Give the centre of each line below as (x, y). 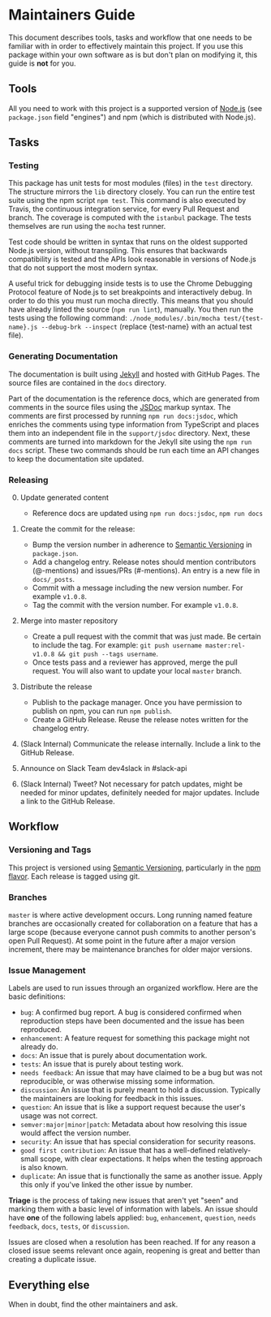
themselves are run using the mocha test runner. (87, 226)
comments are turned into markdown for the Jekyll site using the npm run (130, 441)
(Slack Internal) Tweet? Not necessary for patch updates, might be (131, 784)
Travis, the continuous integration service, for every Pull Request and (124, 209)
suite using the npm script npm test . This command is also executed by (127, 200)
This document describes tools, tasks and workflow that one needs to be (130, 37)
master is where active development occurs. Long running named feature (131, 915)
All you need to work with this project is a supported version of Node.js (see (135, 108)
